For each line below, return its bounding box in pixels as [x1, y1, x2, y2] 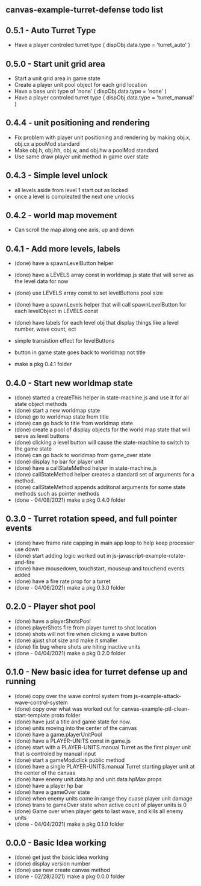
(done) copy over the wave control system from [14, 692, 133, 699]
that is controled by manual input [14, 750, 96, 757]
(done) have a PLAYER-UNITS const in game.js [14, 737, 131, 744]
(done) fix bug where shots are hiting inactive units [14, 643, 141, 650]
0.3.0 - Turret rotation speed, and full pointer [5, 514, 178, 524]
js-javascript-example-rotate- [112, 552, 186, 559]
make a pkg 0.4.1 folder [14, 361, 72, 368]
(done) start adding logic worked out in [14, 552, 111, 559]
